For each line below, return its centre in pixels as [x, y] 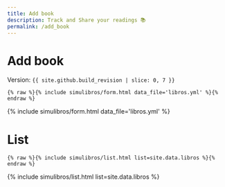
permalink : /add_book [38, 26]
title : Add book [30, 14]
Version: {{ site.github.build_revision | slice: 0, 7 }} [91, 80]
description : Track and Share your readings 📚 [77, 20]
